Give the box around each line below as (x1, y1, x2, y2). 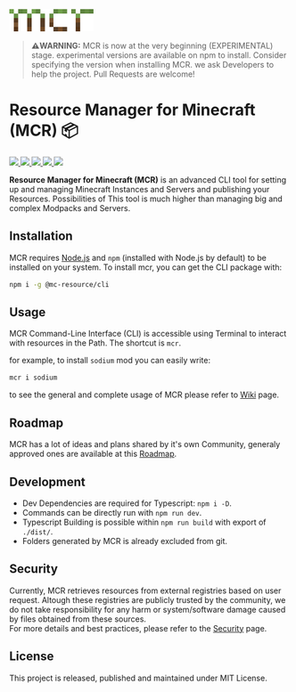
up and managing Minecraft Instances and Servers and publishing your (9, 183, 270, 194)
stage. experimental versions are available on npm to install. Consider (30, 50, 287, 61)
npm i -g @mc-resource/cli (9, 280, 110, 289)
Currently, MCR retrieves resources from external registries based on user (9, 585, 282, 596)
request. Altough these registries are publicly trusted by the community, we (9, 594, 286, 605)
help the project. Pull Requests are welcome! (30, 69, 195, 79)
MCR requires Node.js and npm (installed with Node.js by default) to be (9, 252, 267, 263)
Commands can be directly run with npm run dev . (21, 507, 202, 517)
